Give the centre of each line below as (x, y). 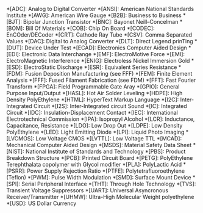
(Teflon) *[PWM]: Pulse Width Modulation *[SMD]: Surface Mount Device (99, 177)
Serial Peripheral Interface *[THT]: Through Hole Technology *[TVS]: (109, 184)
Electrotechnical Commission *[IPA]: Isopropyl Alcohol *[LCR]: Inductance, (101, 119)
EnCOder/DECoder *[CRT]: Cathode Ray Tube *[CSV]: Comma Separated (99, 35)
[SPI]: (13, 184)
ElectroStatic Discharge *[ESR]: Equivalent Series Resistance (100, 67)
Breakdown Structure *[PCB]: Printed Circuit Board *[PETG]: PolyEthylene (100, 158)
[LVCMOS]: (20, 139)
